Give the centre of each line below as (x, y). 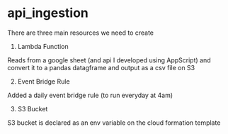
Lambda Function (43, 46)
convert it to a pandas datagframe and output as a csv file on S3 (101, 67)
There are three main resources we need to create (81, 33)
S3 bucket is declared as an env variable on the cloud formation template (114, 123)
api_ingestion (48, 13)
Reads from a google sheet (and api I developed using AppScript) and (109, 60)
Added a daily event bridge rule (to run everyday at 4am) (90, 95)
